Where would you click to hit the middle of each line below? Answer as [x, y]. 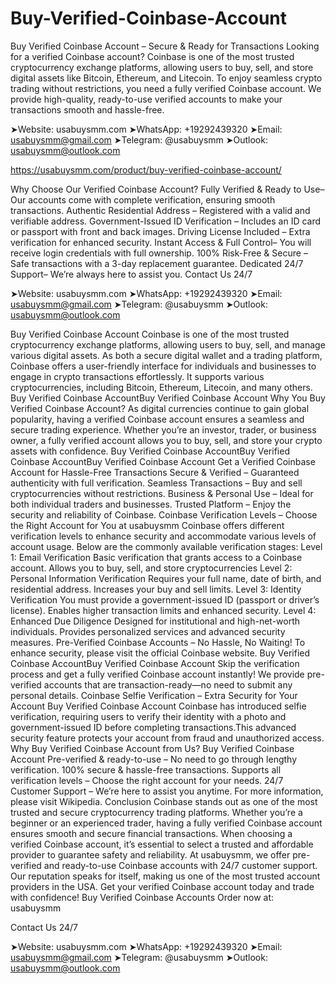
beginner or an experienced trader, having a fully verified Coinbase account [166, 823]
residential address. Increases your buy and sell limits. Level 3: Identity [156, 589]
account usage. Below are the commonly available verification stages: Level [166, 546]
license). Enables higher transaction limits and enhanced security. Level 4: [163, 610]
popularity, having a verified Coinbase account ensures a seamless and [157, 419]
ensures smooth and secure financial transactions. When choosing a [151, 833]
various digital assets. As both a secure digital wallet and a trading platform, [166, 355]
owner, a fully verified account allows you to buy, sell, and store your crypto [166, 440]
